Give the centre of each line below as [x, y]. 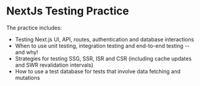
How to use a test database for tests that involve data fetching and [98, 71]
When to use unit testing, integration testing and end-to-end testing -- [102, 46]
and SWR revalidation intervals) [54, 65]
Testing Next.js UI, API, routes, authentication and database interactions [105, 39]
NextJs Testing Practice [68, 11]
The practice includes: [34, 28]
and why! [26, 52]
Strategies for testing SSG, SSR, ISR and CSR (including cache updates [103, 58]
